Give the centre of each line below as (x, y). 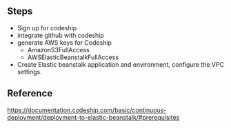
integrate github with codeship (61, 35)
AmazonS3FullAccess (58, 50)
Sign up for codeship (47, 28)
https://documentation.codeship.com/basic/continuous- (87, 110)
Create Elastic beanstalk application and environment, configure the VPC (121, 64)
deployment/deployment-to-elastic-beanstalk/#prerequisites (93, 117)
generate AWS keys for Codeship (64, 42)
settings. (30, 72)
